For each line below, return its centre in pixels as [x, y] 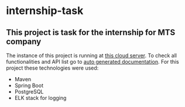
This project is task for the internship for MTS [91, 32]
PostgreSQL [29, 92]
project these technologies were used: [52, 68]
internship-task [45, 11]
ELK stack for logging [40, 98]
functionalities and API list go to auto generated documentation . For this [93, 62]
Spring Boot [29, 85]
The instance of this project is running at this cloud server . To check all [92, 56]
